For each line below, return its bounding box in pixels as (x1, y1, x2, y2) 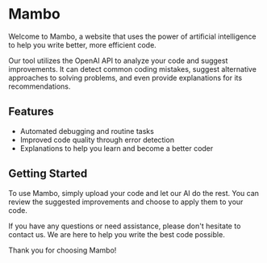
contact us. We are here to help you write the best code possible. (8, 229, 226, 239)
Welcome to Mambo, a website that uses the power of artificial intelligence (8, 31, 257, 41)
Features (8, 105, 54, 119)
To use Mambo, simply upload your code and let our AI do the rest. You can (8, 188, 260, 198)
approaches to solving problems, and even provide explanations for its (8, 73, 243, 82)
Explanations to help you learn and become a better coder (19, 143, 214, 153)
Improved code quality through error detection (19, 135, 175, 144)
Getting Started (8, 167, 88, 181)
